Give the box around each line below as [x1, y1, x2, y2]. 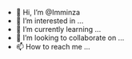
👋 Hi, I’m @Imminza [15, 8, 81, 17]
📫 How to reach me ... [15, 42, 90, 51]
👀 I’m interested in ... [15, 16, 84, 26]
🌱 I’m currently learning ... [15, 25, 102, 33]
